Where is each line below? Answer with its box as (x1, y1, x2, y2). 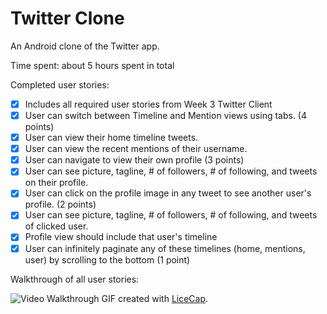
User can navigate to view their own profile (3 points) (24, 154, 245, 166)
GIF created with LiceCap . (101, 292, 209, 304)
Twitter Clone (10, 7, 125, 30)
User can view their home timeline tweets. (24, 132, 199, 144)
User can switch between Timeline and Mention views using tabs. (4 (24, 110, 308, 121)
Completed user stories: (10, 78, 110, 91)
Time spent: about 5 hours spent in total (10, 59, 175, 71)
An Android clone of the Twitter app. (10, 40, 160, 52)
